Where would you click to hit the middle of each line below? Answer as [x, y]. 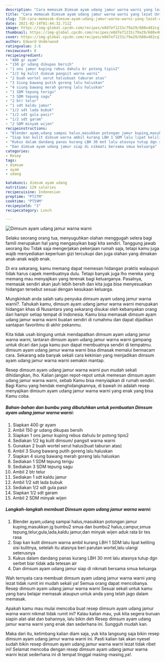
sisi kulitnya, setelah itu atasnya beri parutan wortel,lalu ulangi [75, 548]
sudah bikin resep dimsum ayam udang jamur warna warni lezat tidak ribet [81, 644]
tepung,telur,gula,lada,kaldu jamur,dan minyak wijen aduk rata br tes [82, 532]
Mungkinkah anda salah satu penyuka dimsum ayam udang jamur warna [78, 299]
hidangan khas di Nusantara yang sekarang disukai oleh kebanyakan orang [81, 309]
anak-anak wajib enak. [28, 259]
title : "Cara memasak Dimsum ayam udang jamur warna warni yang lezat [79, 14]
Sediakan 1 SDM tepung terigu [43, 462]
